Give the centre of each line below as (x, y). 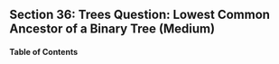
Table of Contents (44, 51)
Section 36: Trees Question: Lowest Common (140, 15)
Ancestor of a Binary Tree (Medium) (112, 29)
